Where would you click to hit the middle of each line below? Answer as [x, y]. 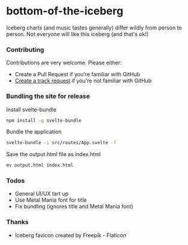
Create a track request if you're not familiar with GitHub [83, 81]
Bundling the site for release [48, 96]
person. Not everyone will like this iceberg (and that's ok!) [78, 34]
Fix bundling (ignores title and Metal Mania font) [74, 207]
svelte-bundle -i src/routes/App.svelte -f [61, 143]
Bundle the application [34, 132]
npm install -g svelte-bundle [44, 120]
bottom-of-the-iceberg [65, 11]
